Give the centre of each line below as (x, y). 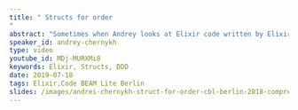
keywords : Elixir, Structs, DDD (69, 67)
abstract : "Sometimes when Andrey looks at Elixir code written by (137, 34)
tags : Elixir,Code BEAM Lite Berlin (77, 83)
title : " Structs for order (61, 17)
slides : (24, 91)
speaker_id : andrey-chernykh (63, 42)
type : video (31, 51)
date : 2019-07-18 (41, 75)
